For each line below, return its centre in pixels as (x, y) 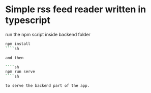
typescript (28, 20)
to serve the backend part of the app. (48, 86)
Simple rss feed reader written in (76, 9)
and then (14, 58)
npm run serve (20, 72)
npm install (18, 44)
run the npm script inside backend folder (48, 34)
